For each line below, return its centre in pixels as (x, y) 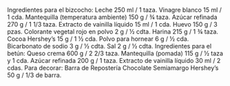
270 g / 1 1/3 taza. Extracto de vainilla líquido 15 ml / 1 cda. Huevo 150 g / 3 (113, 24)
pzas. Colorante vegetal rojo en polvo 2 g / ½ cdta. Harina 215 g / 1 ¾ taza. (113, 31)
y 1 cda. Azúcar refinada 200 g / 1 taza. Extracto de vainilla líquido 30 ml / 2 (114, 60)
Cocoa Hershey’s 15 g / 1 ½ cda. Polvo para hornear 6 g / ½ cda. (98, 39)
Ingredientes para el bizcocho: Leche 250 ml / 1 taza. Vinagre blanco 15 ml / (115, 10)
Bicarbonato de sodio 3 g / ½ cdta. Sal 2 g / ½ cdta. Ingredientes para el (109, 46)
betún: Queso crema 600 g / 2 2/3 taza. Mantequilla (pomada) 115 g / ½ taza (115, 53)
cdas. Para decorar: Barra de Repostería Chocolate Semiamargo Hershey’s (113, 68)
